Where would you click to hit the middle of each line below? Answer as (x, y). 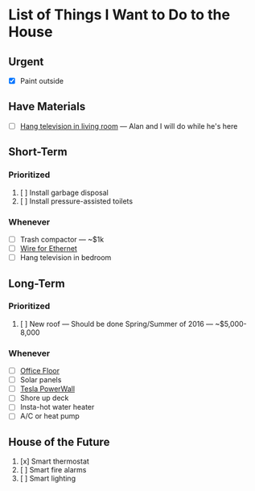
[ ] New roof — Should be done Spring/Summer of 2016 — (117, 324)
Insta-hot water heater (57, 407)
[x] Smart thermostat (55, 461)
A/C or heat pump (50, 416)
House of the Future (59, 441)
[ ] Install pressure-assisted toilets (76, 201)
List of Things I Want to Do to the (119, 15)
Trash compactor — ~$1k (62, 239)
